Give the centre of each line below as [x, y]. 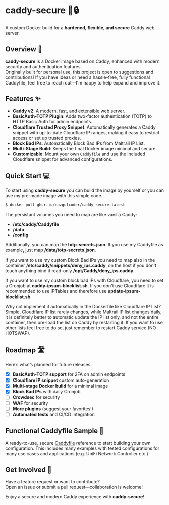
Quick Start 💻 [28, 176]
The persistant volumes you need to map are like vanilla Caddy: [71, 215]
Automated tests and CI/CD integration [53, 414]
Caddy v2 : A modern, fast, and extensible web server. [69, 111]
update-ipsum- [124, 291]
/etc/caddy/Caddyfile [36, 224]
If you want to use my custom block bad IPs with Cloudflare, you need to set [84, 281]
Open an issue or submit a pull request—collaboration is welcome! [74, 487]
